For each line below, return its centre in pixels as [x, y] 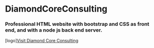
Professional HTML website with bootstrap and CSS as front [77, 24]
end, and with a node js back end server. [54, 30]
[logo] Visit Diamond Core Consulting [42, 41]
